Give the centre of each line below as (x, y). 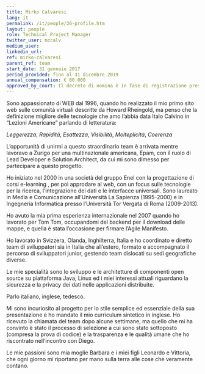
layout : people (26, 29)
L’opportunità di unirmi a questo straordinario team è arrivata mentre (92, 146)
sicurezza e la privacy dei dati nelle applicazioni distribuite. (80, 284)
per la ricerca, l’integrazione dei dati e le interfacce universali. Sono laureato (102, 191)
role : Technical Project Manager (49, 35)
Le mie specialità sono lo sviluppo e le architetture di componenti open (95, 272)
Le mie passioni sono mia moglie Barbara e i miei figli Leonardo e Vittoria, (99, 353)
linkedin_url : (24, 52)
